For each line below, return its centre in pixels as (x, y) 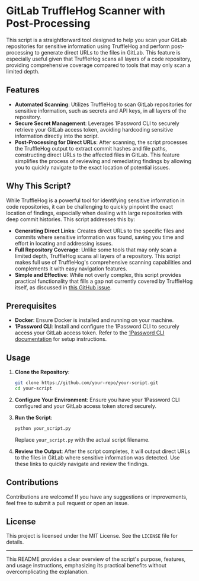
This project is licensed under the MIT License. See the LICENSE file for (92, 536)
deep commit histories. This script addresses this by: (71, 219)
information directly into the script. (57, 136)
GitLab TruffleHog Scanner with (86, 11)
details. (15, 542)
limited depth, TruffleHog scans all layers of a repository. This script (97, 256)
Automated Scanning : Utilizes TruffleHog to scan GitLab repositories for (103, 104)
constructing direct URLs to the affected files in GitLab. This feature (97, 155)
